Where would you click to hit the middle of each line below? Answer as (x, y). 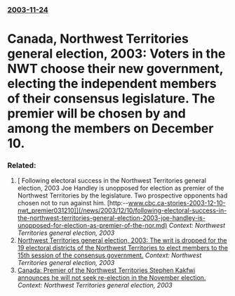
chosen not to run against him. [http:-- (73, 203)
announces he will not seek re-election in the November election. (112, 278)
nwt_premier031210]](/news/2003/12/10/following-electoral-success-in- (122, 211)
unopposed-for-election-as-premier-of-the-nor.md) (92, 226)
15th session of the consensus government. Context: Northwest (109, 255)
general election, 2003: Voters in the (116, 54)
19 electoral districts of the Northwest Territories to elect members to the (122, 248)
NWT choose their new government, (115, 69)
